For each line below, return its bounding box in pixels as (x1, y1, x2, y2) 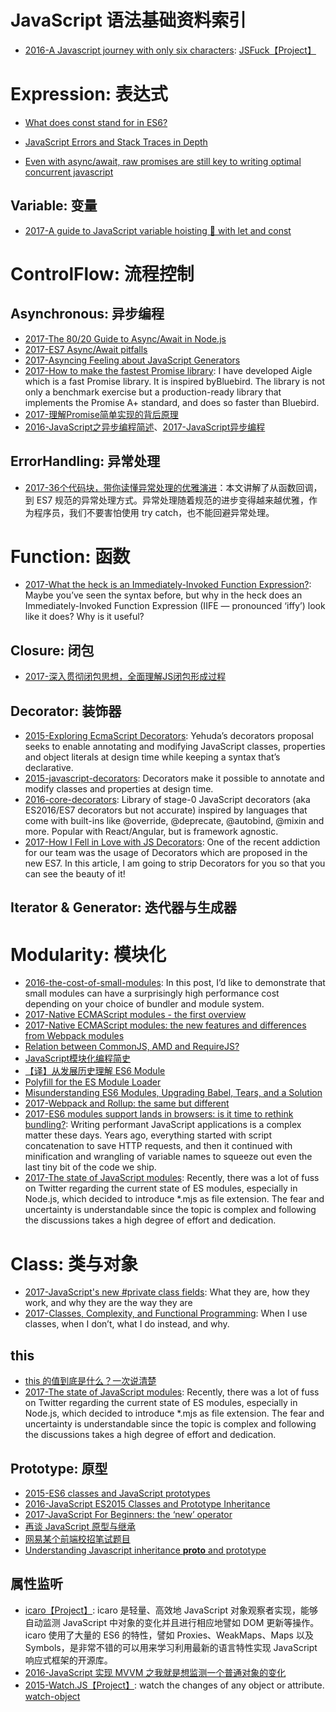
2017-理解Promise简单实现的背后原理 (24, 408, 179, 420)
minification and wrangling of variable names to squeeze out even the (24, 1151, 313, 1163)
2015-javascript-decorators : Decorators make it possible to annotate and (24, 772, 325, 785)
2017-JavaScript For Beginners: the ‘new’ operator (24, 1508, 233, 1520)
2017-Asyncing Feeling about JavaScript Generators (24, 354, 241, 366)
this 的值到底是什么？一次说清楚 (24, 1375, 157, 1387)
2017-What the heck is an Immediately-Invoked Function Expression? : (24, 579, 312, 591)
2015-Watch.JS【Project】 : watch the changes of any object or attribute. (24, 1679, 325, 1691)
